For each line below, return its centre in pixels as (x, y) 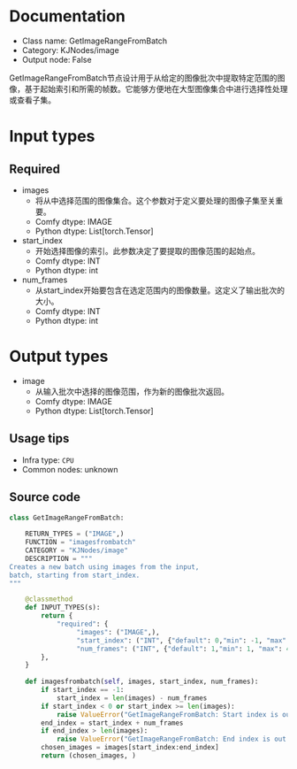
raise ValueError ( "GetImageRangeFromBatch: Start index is (167, 714)
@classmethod (49, 599)
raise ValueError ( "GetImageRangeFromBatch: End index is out (171, 739)
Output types (59, 357)
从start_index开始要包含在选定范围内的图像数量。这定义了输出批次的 (160, 290)
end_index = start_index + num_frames (112, 723)
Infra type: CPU (48, 460)
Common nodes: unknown (70, 469)
